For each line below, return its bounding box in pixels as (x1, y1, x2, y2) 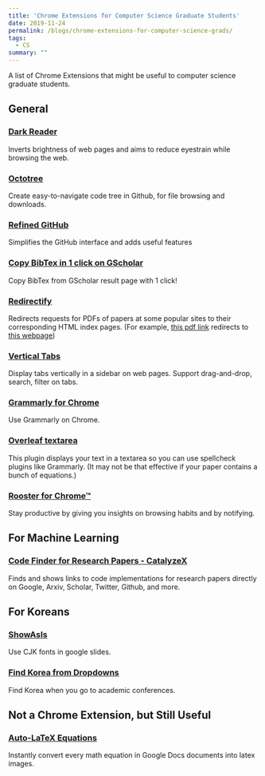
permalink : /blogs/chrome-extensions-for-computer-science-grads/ (8, 26, 233, 34)
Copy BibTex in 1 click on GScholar (8, 257, 144, 268)
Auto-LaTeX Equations (8, 732, 98, 743)
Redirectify (8, 295, 53, 307)
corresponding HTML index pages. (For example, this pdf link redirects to (8, 322, 249, 331)
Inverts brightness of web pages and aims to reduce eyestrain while (8, 145, 231, 154)
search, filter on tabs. (8, 377, 78, 387)
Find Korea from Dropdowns (8, 667, 119, 679)
